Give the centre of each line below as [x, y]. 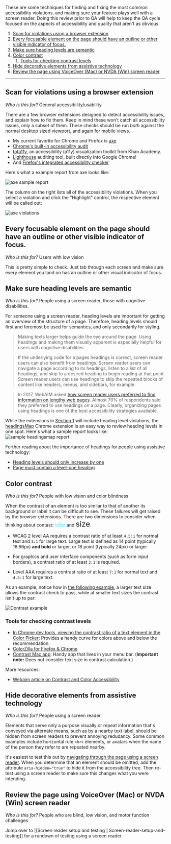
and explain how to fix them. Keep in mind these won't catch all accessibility [85, 120]
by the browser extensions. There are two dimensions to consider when [81, 517]
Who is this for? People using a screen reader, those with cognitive [75, 301]
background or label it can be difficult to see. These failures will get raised [83, 511]
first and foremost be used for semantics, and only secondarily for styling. [83, 327]
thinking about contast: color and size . [48, 524]
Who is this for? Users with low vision [45, 257]
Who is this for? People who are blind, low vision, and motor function [77, 815]
